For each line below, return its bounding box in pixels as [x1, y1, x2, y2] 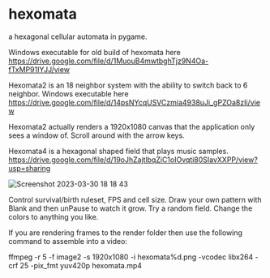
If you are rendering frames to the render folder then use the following [8, 228, 243, 237]
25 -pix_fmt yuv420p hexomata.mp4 [19, 260, 143, 270]
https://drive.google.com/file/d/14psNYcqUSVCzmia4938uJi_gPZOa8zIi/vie [8, 97, 261, 107]
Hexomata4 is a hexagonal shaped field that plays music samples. [8, 146, 229, 156]
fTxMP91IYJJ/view [8, 64, 71, 74]
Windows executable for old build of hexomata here [8, 47, 181, 57]
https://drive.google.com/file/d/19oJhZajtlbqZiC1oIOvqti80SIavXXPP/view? [8, 155, 258, 165]
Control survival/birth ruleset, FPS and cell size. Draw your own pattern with [8, 195, 262, 204]
